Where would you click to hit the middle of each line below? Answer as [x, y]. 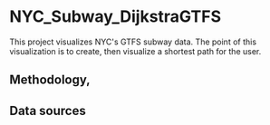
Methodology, [50, 80]
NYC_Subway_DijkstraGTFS [116, 17]
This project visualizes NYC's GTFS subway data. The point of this [133, 42]
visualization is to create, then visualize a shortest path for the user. [135, 51]
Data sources [48, 111]
